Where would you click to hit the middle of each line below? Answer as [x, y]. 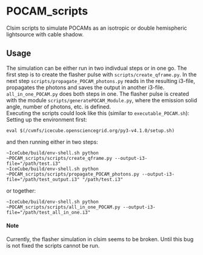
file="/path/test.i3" [34, 164]
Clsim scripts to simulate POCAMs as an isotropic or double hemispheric [97, 28]
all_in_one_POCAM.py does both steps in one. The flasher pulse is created [98, 94]
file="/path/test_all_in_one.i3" [48, 212]
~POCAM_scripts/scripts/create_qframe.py [59, 158]
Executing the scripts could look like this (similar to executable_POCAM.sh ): [98, 113]
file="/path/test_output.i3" [43, 179]
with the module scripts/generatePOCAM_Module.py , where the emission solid [102, 100]
